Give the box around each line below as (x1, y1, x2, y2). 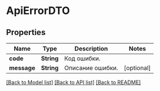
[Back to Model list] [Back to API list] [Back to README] (6, 79, 141, 86)
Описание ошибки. (64, 64, 119, 72)
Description (74, 45, 108, 52)
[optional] (124, 64, 151, 72)
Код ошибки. (64, 54, 101, 62)
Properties (6, 27, 46, 37)
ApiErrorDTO (6, 4, 71, 17)
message (9, 64, 35, 72)
